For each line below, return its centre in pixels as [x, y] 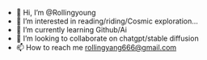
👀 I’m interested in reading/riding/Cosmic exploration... [107, 21]
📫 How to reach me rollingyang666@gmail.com [96, 47]
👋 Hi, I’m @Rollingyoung [56, 13]
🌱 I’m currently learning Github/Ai [72, 30]
